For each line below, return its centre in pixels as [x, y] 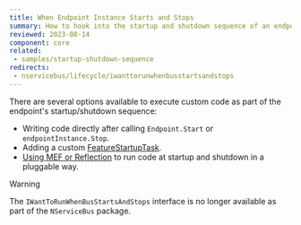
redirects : [30, 68]
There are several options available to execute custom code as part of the [146, 101]
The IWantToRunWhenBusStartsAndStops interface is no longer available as [143, 201]
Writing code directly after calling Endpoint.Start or [117, 128]
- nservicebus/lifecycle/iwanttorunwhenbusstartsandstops [124, 76]
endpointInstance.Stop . [66, 138]
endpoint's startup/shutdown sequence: [83, 111]
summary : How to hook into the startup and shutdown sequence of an [140, 26]
